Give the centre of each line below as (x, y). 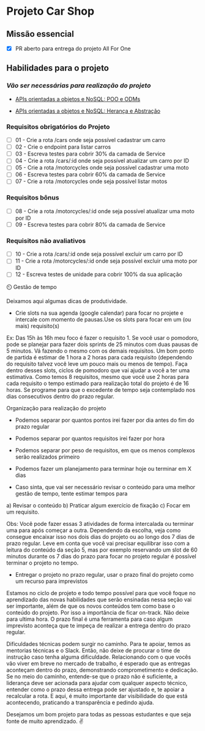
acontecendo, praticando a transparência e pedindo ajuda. (80, 703)
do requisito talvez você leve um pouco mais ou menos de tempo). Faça (97, 364)
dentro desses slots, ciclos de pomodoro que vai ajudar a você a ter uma (98, 370)
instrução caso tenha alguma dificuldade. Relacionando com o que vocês (99, 657)
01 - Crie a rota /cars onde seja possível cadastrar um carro (90, 140)
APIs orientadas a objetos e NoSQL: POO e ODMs (78, 99)
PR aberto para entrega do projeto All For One (73, 48)
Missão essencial (40, 34)
